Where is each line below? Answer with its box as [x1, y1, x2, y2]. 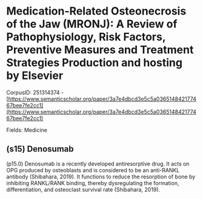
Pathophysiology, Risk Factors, [6, 30, 166, 44]
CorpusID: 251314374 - [6, 89, 64, 96]
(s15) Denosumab [6, 144, 74, 154]
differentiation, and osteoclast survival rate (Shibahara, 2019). [6, 186, 161, 193]
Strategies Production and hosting [6, 56, 183, 70]
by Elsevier [6, 69, 64, 83]
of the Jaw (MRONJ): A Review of [6, 17, 178, 31]
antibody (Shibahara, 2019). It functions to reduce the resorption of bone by [6, 173, 196, 180]
